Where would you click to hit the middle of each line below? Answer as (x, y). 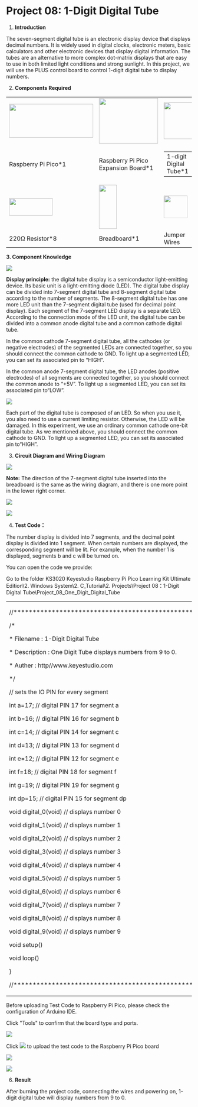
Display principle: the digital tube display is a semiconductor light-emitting (97, 279)
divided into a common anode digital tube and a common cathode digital (94, 323)
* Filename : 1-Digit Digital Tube (54, 639)
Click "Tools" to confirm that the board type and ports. (72, 1023)
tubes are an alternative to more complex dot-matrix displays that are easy (97, 57)
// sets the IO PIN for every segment (59, 692)
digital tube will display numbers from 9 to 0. (72, 1098)
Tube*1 (178, 171)
